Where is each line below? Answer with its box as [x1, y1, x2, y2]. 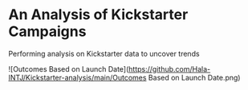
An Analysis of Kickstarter [8, 6, 189, 24]
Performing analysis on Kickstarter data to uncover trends [8, 49, 200, 58]
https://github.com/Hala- [128, 64, 211, 73]
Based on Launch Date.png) [148, 72, 241, 82]
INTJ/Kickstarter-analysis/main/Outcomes [8, 72, 147, 82]
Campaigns [8, 22, 87, 41]
